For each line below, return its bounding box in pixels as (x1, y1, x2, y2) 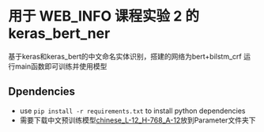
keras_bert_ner (8, 25, 111, 43)
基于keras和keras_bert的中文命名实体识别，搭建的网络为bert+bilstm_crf (8, 51, 243, 61)
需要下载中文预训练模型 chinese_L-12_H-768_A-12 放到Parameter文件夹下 (19, 115, 256, 125)
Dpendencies (8, 85, 76, 99)
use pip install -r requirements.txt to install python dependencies (19, 106, 247, 115)
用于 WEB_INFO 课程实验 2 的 (8, 7, 200, 25)
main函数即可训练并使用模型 (14, 61, 107, 71)
